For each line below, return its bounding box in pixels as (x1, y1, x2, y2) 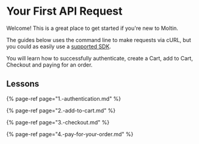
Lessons (6, 79, 40, 89)
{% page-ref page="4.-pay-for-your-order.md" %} (6, 130, 134, 138)
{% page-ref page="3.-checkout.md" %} (6, 118, 110, 126)
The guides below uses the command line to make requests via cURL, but (6, 36, 191, 43)
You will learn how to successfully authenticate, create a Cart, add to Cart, (6, 54, 194, 62)
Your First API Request (6, 4, 123, 18)
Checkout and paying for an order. (6, 61, 93, 68)
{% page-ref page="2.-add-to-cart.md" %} (6, 107, 116, 114)
